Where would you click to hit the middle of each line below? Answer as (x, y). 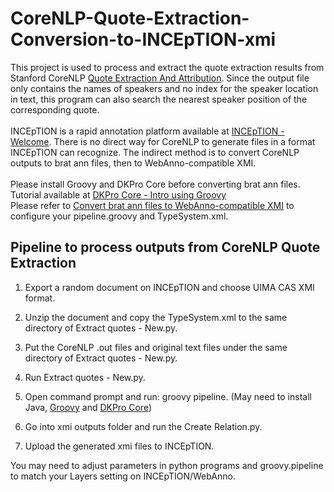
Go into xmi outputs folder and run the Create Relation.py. (143, 426)
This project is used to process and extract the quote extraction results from (167, 67)
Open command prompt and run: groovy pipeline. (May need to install (168, 396)
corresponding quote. (55, 109)
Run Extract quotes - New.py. (85, 377)
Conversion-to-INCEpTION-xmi (143, 39)
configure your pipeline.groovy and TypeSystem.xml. (119, 216)
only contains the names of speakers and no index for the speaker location (164, 88)
